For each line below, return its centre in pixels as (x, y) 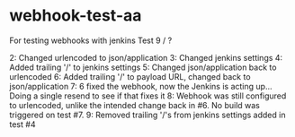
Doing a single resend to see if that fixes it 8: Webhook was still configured (148, 96)
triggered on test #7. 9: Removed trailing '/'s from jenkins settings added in (147, 115)
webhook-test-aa (76, 16)
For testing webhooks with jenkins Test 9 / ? (91, 40)
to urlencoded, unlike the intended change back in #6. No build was (135, 105)
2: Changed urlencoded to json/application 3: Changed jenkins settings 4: (146, 57)
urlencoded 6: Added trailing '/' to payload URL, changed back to (130, 76)
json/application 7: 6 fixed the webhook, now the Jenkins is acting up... (141, 86)
